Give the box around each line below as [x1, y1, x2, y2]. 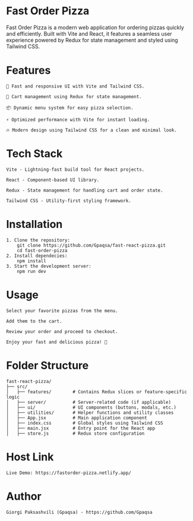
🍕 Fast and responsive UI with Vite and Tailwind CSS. [6, 83, 145, 89]
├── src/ [6, 384, 28, 390]
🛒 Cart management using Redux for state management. [6, 93, 143, 99]
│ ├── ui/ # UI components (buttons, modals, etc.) [6, 404, 177, 410]
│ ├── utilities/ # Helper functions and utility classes [6, 409, 174, 416]
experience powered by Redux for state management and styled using [6, 36, 178, 43]
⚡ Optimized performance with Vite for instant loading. [6, 117, 150, 123]
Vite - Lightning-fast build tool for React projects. [6, 167, 145, 172]
